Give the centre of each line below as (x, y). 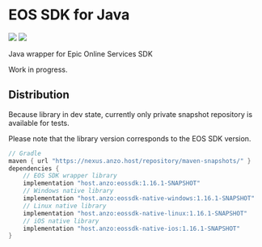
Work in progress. (38, 69)
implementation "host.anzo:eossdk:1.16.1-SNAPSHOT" (112, 183)
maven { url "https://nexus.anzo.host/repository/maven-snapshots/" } (130, 161)
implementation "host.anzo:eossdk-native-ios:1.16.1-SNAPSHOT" (132, 228)
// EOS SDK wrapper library (70, 176)
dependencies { (34, 168)
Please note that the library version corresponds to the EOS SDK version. (130, 138)
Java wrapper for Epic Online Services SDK (81, 53)
